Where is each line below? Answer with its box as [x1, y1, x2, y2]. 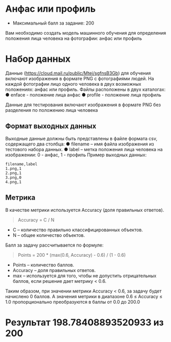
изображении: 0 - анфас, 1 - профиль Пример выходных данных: [5, 152, 147, 158]
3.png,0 [5, 175, 22, 180]
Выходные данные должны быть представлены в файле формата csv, [5, 135, 157, 141]
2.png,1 [5, 170, 22, 176]
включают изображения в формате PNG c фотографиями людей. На [5, 75, 154, 82]
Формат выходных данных [5, 122, 96, 131]
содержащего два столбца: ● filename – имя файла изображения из [5, 141, 154, 147]
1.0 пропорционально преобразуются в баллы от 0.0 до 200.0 [5, 299, 140, 305]
